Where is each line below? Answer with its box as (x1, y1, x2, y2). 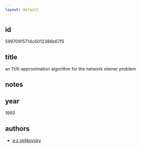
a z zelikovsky (12, 138, 41, 144)
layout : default (5, 7, 38, 12)
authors (5, 124, 30, 133)
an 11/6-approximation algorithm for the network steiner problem (5, 66, 137, 72)
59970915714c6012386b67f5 (5, 38, 65, 44)
